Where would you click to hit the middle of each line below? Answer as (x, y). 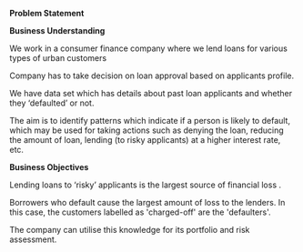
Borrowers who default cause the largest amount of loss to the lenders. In (147, 202)
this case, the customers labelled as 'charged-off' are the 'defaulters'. (140, 212)
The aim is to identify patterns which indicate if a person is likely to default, (150, 121)
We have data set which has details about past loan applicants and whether (151, 93)
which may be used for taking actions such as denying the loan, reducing (146, 130)
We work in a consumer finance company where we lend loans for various (149, 48)
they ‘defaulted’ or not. (52, 103)
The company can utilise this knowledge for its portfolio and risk (130, 230)
